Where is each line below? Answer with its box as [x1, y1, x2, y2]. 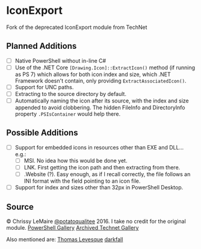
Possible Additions [6, 128, 78, 138]
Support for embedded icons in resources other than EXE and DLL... [14, 143, 184, 151]
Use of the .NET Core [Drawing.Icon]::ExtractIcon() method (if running [14, 64, 196, 71]
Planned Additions [6, 41, 77, 51]
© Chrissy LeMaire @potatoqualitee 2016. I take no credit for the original [6, 218, 187, 225]
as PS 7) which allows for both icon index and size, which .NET [14, 71, 171, 78]
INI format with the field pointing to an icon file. [23, 177, 141, 184]
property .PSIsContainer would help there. [14, 110, 121, 118]
